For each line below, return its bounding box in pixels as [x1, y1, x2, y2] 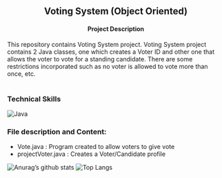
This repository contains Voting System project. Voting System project [7, 40, 207, 48]
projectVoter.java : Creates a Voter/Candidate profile [17, 150, 166, 158]
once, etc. [7, 69, 36, 78]
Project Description [87, 24, 145, 33]
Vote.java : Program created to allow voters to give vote [17, 143, 175, 151]
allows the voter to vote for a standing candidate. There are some [7, 55, 193, 63]
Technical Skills [7, 94, 61, 103]
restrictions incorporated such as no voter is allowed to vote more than [7, 62, 208, 70]
